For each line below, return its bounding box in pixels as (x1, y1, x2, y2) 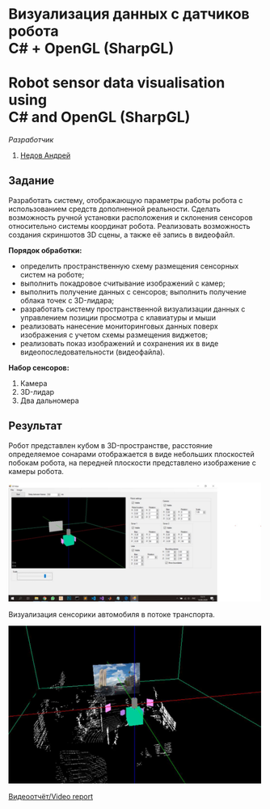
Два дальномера (19, 396, 79, 405)
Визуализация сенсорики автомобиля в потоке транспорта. (8, 609, 216, 619)
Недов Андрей (19, 150, 71, 160)
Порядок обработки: (8, 245, 82, 255)
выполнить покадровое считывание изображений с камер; (19, 278, 226, 288)
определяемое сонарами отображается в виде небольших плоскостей (8, 449, 255, 459)
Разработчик (8, 134, 54, 144)
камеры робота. (8, 466, 65, 476)
